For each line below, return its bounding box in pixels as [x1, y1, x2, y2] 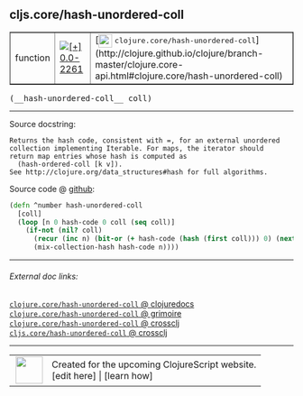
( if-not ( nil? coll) [25, 226, 103, 235]
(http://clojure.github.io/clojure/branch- [95, 47, 264, 60]
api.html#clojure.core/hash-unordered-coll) [95, 69, 283, 82]
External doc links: [9, 271, 78, 281]
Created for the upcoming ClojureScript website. [51, 358, 257, 371]
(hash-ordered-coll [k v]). [17, 160, 124, 169]
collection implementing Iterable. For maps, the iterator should [9, 143, 264, 152]
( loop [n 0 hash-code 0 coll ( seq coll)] [17, 217, 176, 226]
